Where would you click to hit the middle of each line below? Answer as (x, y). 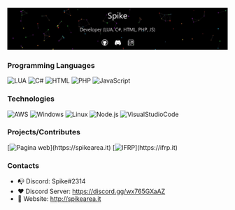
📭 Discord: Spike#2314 (51, 181)
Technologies (31, 99)
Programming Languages (51, 65)
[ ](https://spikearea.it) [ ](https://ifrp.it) (93, 147)
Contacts (23, 165)
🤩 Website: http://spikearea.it (59, 199)
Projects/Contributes (44, 132)
